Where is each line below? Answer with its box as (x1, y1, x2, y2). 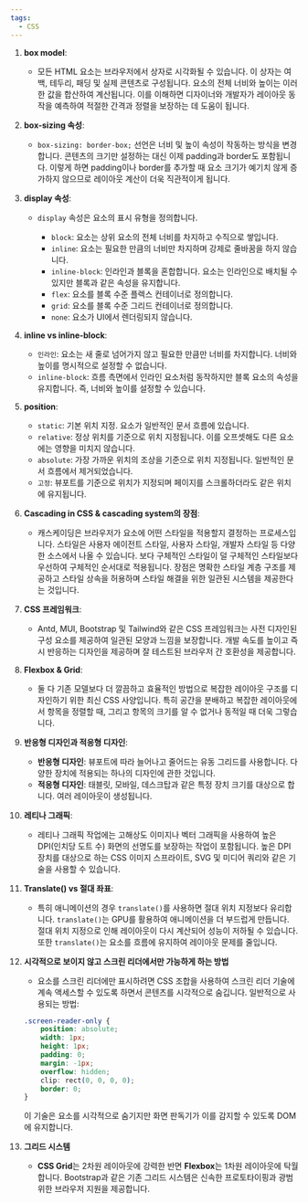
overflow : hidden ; (40, 1067, 111, 1076)
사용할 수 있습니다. (54, 863, 122, 874)
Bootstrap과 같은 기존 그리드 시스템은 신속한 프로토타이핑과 (64, 1172, 277, 1183)
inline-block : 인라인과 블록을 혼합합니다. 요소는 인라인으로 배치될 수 (50, 266, 298, 277)
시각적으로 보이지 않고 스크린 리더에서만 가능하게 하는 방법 (23, 955, 229, 966)
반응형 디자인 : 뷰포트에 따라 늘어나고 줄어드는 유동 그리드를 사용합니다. (37, 755, 289, 767)
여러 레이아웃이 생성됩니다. (57, 790, 153, 801)
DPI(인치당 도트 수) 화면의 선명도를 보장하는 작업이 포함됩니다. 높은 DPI (37, 840, 292, 851)
